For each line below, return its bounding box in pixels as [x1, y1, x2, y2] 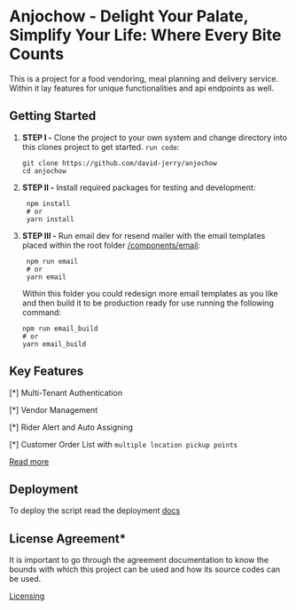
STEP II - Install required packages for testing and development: [21, 182, 256, 193]
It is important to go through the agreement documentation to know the [9, 555, 269, 566]
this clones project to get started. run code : [21, 141, 180, 152]
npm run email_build [21, 324, 98, 333]
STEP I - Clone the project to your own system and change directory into [21, 131, 288, 143]
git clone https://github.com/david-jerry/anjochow [21, 158, 217, 168]
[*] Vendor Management [9, 404, 98, 415]
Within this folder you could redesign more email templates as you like [21, 288, 278, 298]
